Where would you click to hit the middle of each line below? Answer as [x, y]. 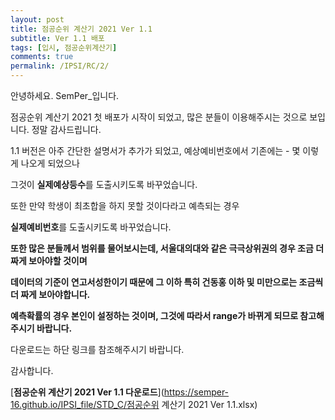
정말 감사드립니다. [66, 129]
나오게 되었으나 [50, 163]
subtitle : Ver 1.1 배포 [57, 38]
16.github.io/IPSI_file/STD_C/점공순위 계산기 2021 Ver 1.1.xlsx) [134, 404]
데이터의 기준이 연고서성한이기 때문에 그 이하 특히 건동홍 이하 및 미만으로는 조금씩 [167, 282]
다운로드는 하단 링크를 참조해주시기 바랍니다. [97, 349]
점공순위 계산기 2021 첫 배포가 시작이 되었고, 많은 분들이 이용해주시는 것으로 [159, 117]
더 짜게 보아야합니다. [50, 294]
